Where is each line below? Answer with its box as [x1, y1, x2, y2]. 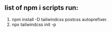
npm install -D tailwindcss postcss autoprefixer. [11, 16, 108, 22]
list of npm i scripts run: [4, 4, 79, 12]
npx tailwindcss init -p [11, 21, 57, 27]
